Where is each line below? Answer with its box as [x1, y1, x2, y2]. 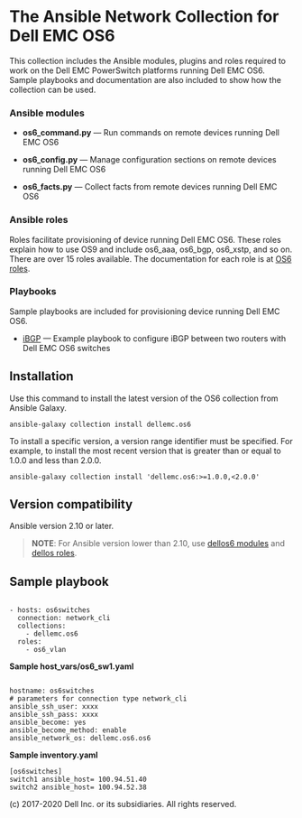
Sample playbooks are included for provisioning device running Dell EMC [9, 305, 281, 317]
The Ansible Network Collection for [9, 6, 279, 27]
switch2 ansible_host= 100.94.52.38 [9, 783, 147, 792]
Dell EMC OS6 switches [22, 342, 111, 353]
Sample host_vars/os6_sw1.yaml [9, 661, 134, 672]
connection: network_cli [17, 614, 111, 623]
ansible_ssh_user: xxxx [9, 702, 99, 711]
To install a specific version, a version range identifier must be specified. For [9, 435, 293, 446]
